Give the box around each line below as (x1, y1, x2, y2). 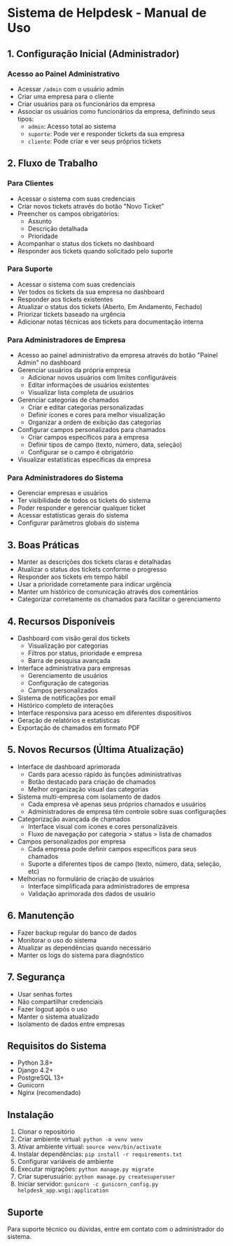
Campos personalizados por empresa (17, 837, 126, 846)
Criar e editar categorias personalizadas (27, 403, 144, 412)
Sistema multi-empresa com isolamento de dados (17, 792, 161, 801)
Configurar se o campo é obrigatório (27, 448, 134, 457)
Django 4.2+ (17, 1066, 54, 1075)
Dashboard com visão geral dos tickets (17, 634, 131, 643)
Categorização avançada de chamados (17, 815, 131, 823)
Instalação (7, 1108, 55, 1121)
